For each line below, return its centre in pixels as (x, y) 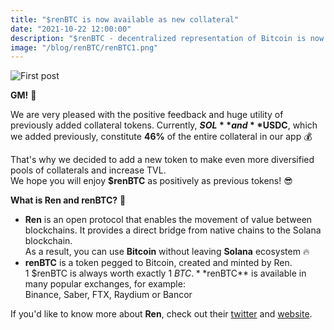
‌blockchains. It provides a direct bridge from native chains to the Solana (173, 230)
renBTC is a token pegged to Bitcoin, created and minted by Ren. (158, 263)
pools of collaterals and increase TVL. (88, 170)
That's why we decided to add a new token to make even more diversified (162, 160)
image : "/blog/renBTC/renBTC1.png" (84, 47)
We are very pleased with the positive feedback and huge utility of (147, 115)
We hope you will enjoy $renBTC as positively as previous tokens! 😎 (151, 181)
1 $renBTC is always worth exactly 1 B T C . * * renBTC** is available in (165, 273)
